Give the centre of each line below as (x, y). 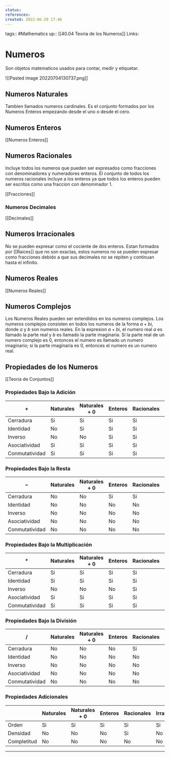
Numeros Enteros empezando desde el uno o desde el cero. (68, 112)
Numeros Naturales (37, 94)
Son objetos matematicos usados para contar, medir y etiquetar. (72, 68)
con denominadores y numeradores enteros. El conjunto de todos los (77, 173)
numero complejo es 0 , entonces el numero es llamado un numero (74, 340)
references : (18, 15)
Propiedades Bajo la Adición (40, 392)
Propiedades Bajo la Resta (38, 468)
